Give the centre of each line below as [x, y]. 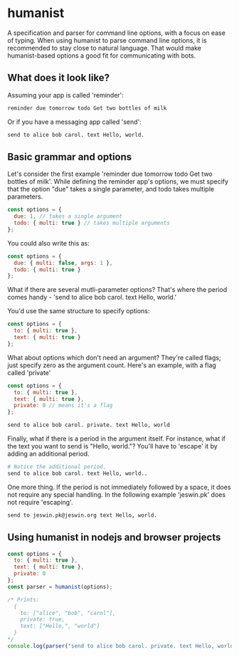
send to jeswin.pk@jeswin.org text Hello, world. [83, 515]
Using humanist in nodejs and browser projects [114, 538]
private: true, [43, 620]
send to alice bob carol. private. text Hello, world [89, 425]
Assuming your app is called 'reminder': [66, 95]
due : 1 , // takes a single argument [68, 216]
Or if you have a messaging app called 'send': [75, 122]
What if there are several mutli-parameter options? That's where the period [117, 290]
